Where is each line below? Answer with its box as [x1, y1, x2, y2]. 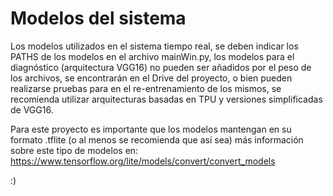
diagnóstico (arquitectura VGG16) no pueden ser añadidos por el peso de [10, 61, 312, 73]
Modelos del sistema [10, 7, 187, 30]
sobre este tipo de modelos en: [10, 144, 139, 156]
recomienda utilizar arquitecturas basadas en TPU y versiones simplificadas [10, 93, 323, 105]
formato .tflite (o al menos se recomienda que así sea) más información [10, 133, 304, 146]
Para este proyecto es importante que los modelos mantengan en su [10, 123, 292, 135]
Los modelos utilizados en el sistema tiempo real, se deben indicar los [10, 40, 299, 52]
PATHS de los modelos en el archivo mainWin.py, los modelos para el [10, 50, 295, 62]
